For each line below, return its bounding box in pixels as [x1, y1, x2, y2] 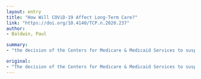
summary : [6, 42, 28, 48]
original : [6, 58, 31, 64]
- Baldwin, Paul [6, 31, 47, 37]
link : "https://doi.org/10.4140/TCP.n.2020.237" [6, 20, 130, 26]
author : [6, 25, 26, 32]
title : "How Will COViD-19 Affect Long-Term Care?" [6, 14, 138, 20]
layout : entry [6, 8, 42, 15]
